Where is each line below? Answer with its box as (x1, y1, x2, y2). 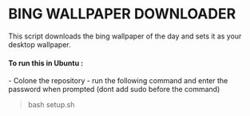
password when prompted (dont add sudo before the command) (8, 85, 220, 94)
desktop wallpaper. (8, 39, 71, 49)
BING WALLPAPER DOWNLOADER (8, 5, 236, 23)
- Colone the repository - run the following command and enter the (8, 76, 228, 86)
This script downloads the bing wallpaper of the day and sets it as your (8, 31, 242, 41)
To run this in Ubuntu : (8, 58, 84, 68)
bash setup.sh (27, 100, 75, 110)
